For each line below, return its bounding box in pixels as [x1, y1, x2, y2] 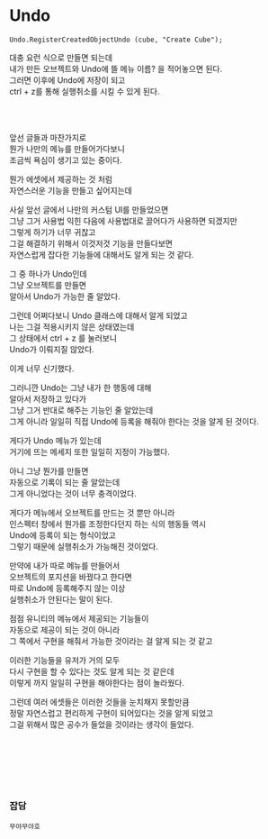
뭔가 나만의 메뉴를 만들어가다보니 [9, 143, 126, 154]
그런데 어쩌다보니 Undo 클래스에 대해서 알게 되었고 [9, 310, 188, 321]
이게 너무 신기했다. [9, 362, 75, 374]
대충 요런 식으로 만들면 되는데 [9, 51, 113, 63]
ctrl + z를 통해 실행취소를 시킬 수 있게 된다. [9, 86, 160, 96]
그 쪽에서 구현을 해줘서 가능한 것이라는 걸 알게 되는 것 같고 [9, 635, 213, 646]
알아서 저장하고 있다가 [9, 393, 87, 404]
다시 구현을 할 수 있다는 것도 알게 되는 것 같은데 [9, 666, 175, 677]
